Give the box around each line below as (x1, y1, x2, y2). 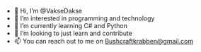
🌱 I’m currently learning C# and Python (13, 22, 128, 30)
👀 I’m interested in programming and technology (13, 14, 155, 22)
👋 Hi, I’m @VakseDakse (13, 7, 83, 15)
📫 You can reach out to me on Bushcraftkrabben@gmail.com (13, 37, 194, 45)
